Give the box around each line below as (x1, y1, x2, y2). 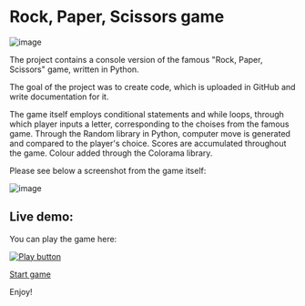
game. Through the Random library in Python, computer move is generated (9, 127, 291, 138)
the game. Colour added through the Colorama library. (9, 148, 213, 158)
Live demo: (9, 209, 75, 225)
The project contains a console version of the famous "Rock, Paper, (9, 54, 263, 65)
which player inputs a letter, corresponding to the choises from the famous (9, 118, 290, 129)
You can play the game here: (9, 233, 117, 244)
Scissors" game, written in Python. (9, 64, 139, 75)
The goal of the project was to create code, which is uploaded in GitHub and (9, 81, 296, 92)
